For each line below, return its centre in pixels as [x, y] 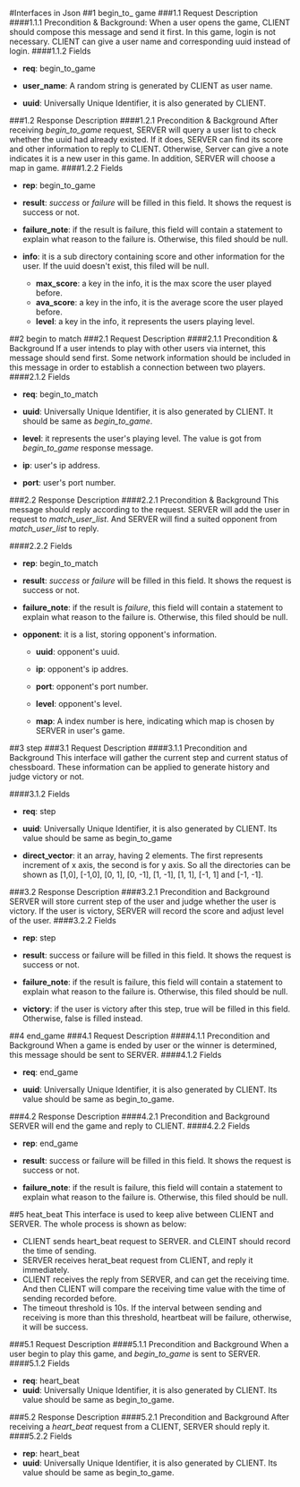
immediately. [46, 1270]
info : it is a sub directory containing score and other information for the [153, 256]
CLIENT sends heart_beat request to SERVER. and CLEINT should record [156, 1241]
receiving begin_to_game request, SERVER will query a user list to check [143, 130]
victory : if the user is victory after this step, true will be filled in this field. [156, 1009]
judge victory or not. [47, 777]
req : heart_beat [51, 1380]
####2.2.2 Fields [41, 546]
